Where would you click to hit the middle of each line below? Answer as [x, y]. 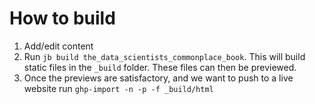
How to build [62, 18]
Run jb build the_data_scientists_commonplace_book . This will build [164, 56]
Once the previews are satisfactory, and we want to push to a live [158, 78]
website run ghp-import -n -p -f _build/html [118, 88]
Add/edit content [58, 46]
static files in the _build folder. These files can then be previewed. [160, 67]
